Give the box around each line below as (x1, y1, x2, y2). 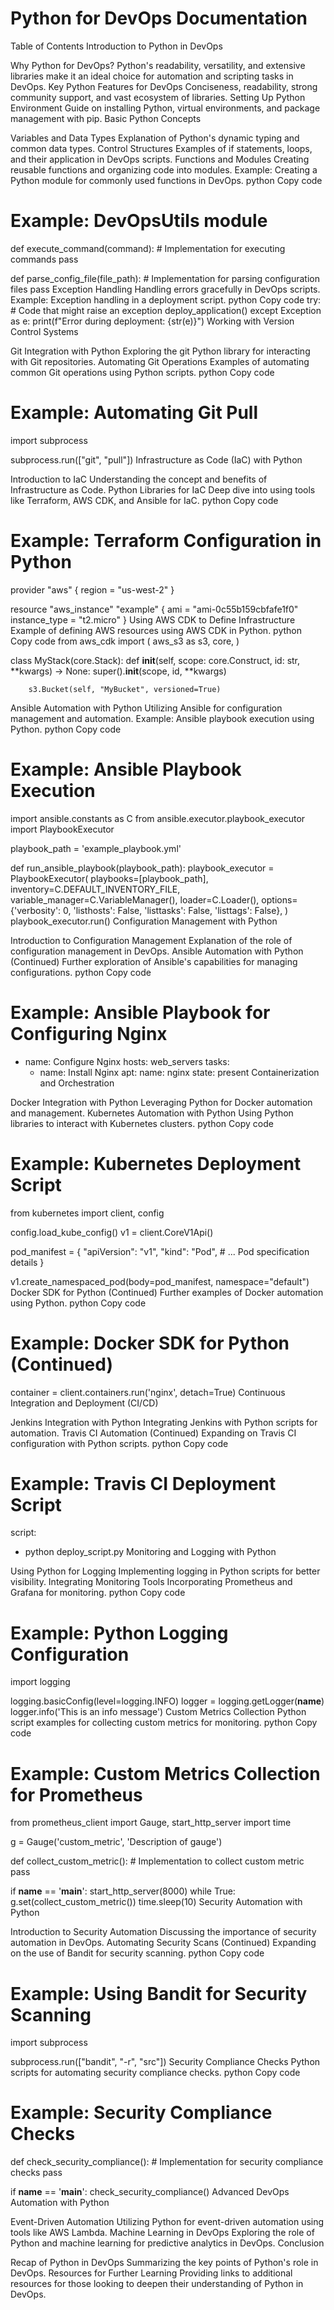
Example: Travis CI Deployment (10, 1472, 277, 1495)
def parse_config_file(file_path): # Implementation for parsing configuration (10, 272, 320, 284)
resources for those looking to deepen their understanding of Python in (10, 2278, 304, 2290)
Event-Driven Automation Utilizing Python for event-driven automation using (10, 2216, 325, 2228)
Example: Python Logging (10, 1622, 229, 1644)
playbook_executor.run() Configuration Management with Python (10, 915, 278, 927)
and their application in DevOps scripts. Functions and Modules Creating (10, 153, 310, 165)
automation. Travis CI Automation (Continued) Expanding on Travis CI (10, 1427, 297, 1439)
